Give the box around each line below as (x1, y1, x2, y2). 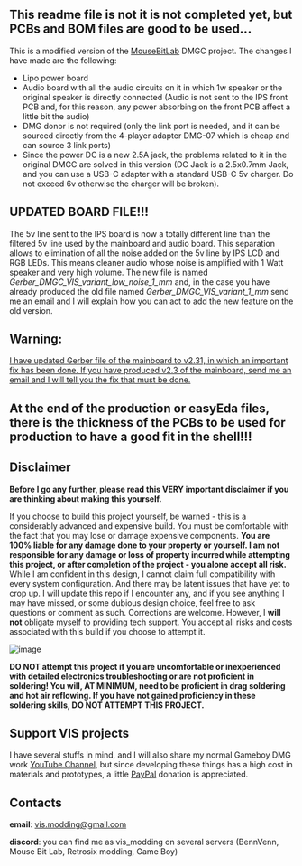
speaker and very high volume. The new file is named (9, 267, 208, 278)
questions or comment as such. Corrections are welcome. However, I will (9, 607, 281, 617)
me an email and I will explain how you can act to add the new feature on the (9, 296, 294, 306)
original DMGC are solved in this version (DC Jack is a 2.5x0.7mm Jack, (22, 158, 289, 170)
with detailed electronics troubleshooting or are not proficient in (9, 671, 255, 682)
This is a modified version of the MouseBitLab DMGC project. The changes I (9, 45, 292, 56)
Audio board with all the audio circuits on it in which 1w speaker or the (22, 81, 283, 93)
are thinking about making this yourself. (9, 493, 162, 504)
